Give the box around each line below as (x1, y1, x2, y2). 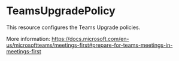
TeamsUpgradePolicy (6, 4, 116, 18)
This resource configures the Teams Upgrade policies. (6, 24, 141, 31)
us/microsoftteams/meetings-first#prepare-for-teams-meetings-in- (6, 41, 173, 49)
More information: (6, 35, 51, 42)
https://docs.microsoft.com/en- (51, 35, 129, 42)
